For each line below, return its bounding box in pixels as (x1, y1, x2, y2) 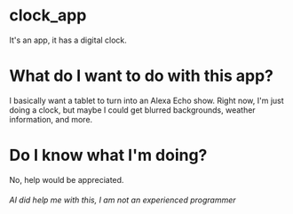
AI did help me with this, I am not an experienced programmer (9, 194, 237, 205)
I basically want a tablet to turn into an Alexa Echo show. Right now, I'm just (9, 95, 284, 106)
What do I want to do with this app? (9, 66, 273, 86)
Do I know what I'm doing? (9, 146, 208, 165)
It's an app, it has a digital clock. (9, 35, 127, 45)
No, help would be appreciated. (9, 174, 124, 185)
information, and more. (9, 114, 93, 124)
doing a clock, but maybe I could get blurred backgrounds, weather (9, 104, 256, 115)
